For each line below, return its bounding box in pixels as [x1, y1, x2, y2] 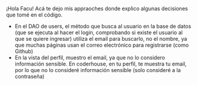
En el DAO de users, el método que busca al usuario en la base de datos [14, 23, 192, 30]
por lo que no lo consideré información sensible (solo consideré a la [14, 67, 181, 73]
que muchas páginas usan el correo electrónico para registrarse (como [14, 41, 189, 48]
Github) [14, 48, 34, 55]
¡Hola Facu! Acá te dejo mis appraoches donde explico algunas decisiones [6, 5, 188, 12]
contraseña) [14, 73, 45, 80]
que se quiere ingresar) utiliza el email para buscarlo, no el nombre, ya [14, 35, 188, 42]
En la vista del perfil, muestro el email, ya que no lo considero [14, 54, 165, 61]
